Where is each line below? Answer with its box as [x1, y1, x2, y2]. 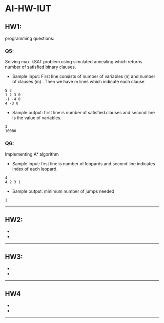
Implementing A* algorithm [5, 151, 59, 157]
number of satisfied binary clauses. [5, 64, 77, 70]
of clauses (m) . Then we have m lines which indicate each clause [12, 79, 145, 85]
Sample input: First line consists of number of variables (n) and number [12, 74, 156, 79]
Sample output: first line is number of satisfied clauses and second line [12, 110, 155, 116]
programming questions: [5, 35, 55, 41]
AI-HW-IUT [5, 3, 51, 14]
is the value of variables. [12, 115, 62, 121]
